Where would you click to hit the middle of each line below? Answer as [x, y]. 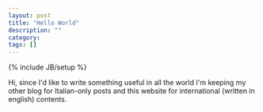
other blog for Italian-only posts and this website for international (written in [131, 91]
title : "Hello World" [44, 23]
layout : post [30, 15]
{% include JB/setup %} [48, 67]
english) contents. [38, 99]
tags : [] [23, 45]
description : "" [35, 30]
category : [25, 37]
